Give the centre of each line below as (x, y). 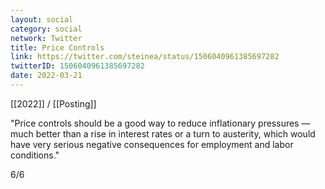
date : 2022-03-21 (46, 76)
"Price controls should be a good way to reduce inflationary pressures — (160, 123)
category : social (46, 29)
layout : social (42, 19)
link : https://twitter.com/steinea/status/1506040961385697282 (145, 57)
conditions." (35, 155)
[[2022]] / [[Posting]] (53, 103)
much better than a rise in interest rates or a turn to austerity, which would (163, 133)
